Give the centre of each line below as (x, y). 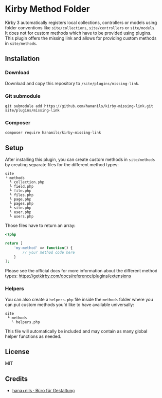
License (17, 351)
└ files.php (22, 195)
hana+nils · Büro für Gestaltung (43, 391)
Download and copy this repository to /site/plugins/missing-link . (72, 83)
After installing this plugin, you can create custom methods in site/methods (80, 159)
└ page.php (20, 199)
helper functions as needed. (33, 336)
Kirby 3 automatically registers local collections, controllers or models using (81, 22)
